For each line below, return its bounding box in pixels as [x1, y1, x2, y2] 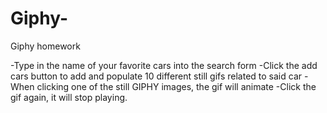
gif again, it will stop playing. [10, 91, 128, 103]
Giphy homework [10, 40, 81, 52]
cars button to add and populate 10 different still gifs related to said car [10, 70, 303, 82]
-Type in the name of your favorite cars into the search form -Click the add [10, 59, 318, 71]
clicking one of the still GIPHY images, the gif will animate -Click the [36, 80, 317, 92]
